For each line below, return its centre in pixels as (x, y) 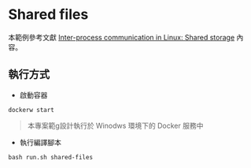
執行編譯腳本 (40, 142)
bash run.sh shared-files (50, 157)
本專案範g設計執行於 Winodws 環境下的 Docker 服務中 (115, 125)
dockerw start (31, 110)
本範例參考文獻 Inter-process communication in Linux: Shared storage (122, 37)
